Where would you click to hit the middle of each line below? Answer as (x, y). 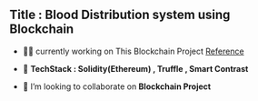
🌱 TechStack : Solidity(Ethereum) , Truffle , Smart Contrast (135, 68)
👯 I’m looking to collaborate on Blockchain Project (117, 86)
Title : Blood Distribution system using (120, 15)
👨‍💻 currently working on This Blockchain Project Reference (133, 51)
